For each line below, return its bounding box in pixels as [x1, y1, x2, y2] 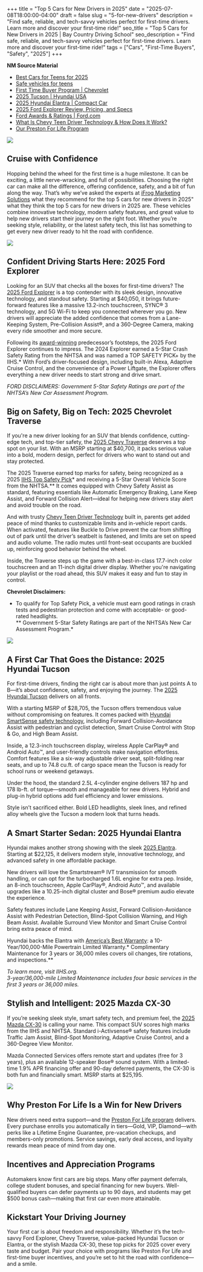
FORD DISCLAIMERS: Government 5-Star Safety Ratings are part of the [7, 382, 185, 390]
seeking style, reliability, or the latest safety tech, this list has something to [7, 221, 192, 229]
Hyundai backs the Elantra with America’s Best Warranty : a [7, 937, 153, 944]
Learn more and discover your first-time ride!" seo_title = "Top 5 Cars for [7, 24, 188, 31]
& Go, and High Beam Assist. [7, 730, 79, 737]
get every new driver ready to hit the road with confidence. [7, 227, 153, 235]
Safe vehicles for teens [15, 80, 73, 87]
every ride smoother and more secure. [7, 327, 103, 334]
